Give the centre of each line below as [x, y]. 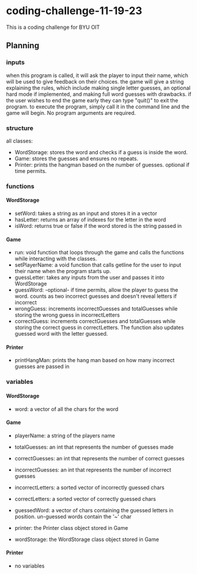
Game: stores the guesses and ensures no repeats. [76, 158]
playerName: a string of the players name [65, 435]
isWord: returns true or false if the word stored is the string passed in [98, 226]
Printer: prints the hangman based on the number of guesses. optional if [102, 165]
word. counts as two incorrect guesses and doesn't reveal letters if [96, 296]
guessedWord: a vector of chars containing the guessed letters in [94, 510]
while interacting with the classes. [56, 259]
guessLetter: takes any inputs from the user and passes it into [89, 277]
